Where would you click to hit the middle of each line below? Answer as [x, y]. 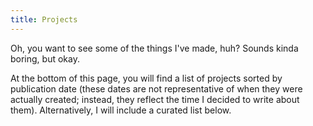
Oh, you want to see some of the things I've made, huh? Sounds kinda [154, 48]
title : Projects [44, 19]
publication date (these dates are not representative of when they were [156, 88]
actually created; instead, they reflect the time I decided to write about [155, 99]
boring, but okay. [45, 58]
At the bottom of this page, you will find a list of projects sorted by [146, 78]
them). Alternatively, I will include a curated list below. [121, 110]
